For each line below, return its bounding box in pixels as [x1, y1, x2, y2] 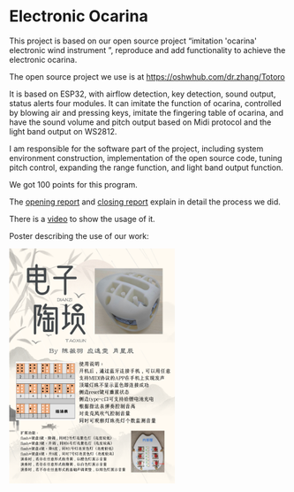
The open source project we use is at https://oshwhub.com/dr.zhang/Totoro [9, 71, 285, 81]
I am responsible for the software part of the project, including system [9, 143, 264, 154]
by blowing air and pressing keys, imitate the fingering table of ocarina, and [9, 107, 284, 118]
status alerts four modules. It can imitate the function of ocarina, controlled [9, 97, 282, 108]
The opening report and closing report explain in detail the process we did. [9, 196, 281, 207]
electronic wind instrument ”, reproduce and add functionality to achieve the [9, 44, 286, 55]
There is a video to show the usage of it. [9, 213, 156, 224]
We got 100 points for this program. [9, 179, 139, 189]
